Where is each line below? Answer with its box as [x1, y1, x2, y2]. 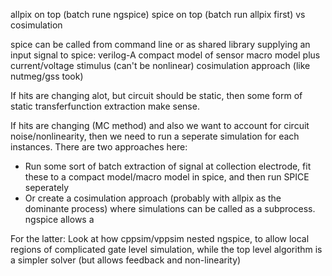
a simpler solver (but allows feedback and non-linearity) [10, 254, 242, 266]
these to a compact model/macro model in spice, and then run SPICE [24, 171, 310, 183]
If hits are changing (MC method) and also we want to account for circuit [10, 120, 310, 131]
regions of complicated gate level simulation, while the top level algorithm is [10, 244, 323, 255]
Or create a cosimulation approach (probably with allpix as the [24, 192, 282, 204]
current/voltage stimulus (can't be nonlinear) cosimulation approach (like [10, 60, 311, 71]
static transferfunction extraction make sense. [10, 100, 200, 112]
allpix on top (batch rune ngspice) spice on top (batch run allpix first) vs [10, 9, 306, 20]
